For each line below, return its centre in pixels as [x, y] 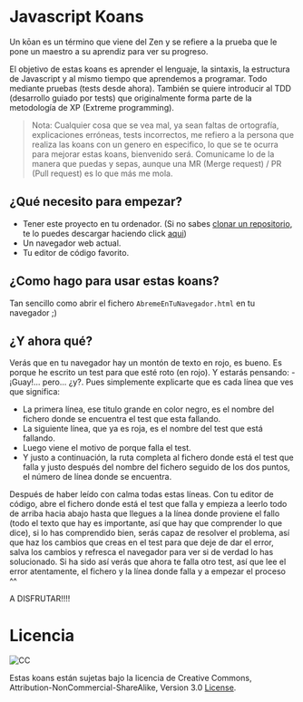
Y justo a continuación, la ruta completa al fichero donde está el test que [158, 458]
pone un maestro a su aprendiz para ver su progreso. [109, 51]
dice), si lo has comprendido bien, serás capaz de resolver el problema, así [150, 533]
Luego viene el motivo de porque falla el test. [107, 448]
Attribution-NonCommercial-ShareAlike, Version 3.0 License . [123, 687]
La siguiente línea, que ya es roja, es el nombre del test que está [142, 429]
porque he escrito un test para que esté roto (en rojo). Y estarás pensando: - [152, 373]
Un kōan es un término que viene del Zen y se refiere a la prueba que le [143, 42]
